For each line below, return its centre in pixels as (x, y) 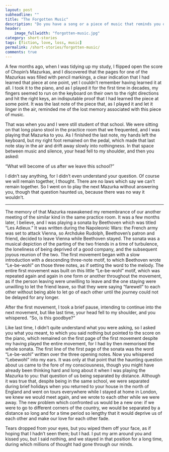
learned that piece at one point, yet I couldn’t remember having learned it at (83, 82)
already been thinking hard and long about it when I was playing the (75, 370)
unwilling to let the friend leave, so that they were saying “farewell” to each (83, 286)
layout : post (19, 10)
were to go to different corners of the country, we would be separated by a (83, 408)
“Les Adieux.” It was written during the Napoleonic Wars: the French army (82, 228)
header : (13, 29)
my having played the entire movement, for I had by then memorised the (80, 343)
